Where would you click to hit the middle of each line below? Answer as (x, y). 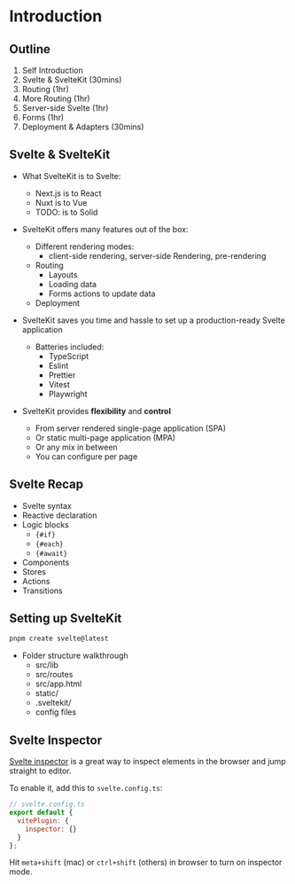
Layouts (63, 274)
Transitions (43, 591)
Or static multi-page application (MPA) (105, 437)
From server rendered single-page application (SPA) (131, 428)
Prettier (62, 375)
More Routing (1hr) (56, 98)
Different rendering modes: (85, 246)
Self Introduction (52, 70)
